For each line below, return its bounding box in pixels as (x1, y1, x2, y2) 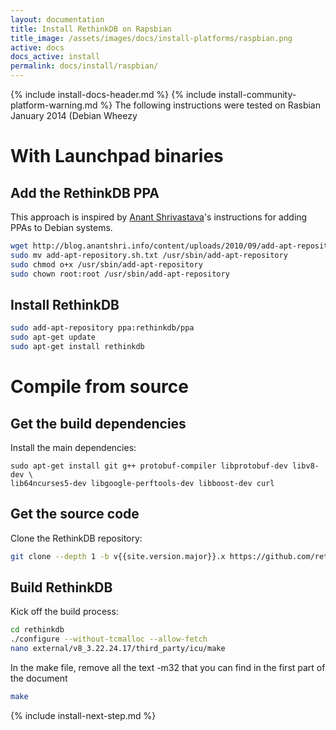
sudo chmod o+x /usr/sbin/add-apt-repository (10, 259, 203, 270)
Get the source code (10, 506, 140, 523)
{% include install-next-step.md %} (10, 709, 157, 721)
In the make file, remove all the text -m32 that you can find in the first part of (10, 662, 326, 674)
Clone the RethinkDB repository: (10, 532, 143, 544)
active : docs (10, 42, 65, 53)
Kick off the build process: (10, 606, 119, 618)
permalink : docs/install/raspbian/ (10, 61, 159, 71)
